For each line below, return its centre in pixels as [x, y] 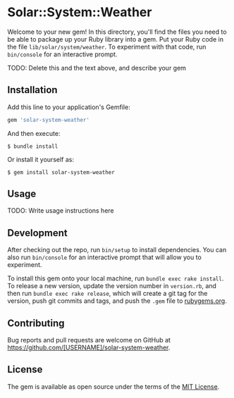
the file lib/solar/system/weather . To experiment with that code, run [107, 46]
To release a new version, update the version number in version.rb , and [112, 286]
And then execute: [34, 133]
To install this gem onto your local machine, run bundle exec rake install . [116, 278]
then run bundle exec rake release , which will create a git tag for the [107, 294]
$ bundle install [33, 146]
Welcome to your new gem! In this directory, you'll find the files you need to [117, 32]
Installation [32, 90]
